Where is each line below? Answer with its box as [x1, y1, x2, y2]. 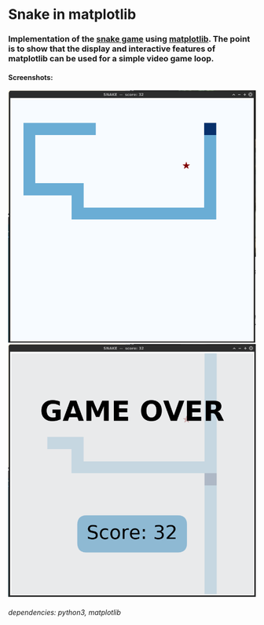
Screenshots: [8, 72, 53, 82]
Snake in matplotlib [8, 5, 137, 24]
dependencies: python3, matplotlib [8, 607, 122, 617]
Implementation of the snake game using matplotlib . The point [8, 34, 251, 45]
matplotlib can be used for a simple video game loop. [8, 53, 214, 64]
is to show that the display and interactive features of [8, 43, 216, 54]
